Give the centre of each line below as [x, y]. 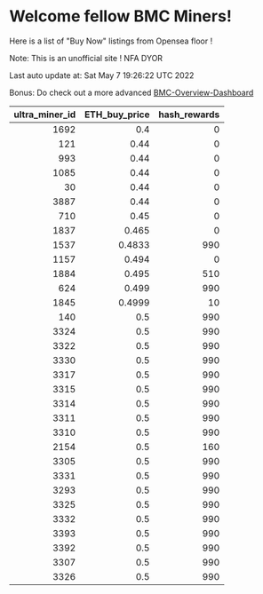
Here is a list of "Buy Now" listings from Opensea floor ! [111, 41]
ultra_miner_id [45, 115]
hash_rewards [189, 115]
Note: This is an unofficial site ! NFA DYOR [86, 58]
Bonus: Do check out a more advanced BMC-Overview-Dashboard [131, 92]
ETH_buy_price [117, 115]
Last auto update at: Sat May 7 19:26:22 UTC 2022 [102, 75]
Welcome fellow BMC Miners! [121, 16]
